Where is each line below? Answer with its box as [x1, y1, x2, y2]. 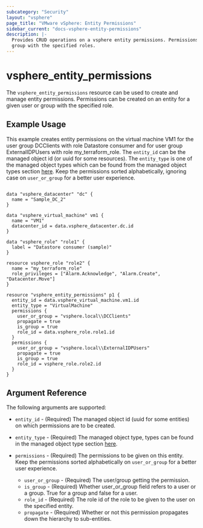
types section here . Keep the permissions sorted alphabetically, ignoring [6, 167, 187, 175]
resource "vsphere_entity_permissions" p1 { [6, 292, 120, 298]
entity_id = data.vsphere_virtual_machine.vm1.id [11, 297, 139, 303]
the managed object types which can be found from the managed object [6, 161, 187, 169]
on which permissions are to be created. [14, 422, 116, 429]
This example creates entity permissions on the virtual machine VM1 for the [6, 135, 194, 142]
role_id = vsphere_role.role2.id [17, 361, 101, 367]
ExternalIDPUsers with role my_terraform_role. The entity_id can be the [6, 148, 186, 155]
